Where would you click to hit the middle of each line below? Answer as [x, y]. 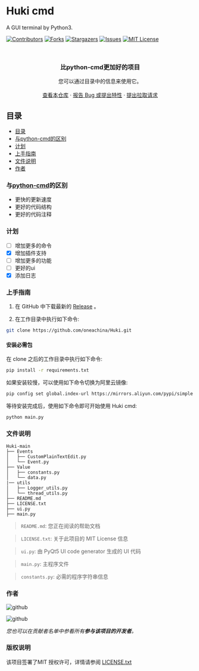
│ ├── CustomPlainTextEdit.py [46, 457]
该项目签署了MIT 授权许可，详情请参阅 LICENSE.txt [69, 662]
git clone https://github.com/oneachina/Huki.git [69, 330]
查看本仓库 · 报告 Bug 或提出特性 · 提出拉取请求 [100, 95]
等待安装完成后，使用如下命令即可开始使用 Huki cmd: [71, 406]
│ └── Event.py [28, 462]
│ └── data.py [26, 478]
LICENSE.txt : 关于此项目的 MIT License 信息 [74, 539]
